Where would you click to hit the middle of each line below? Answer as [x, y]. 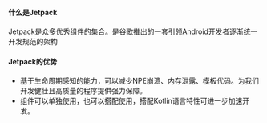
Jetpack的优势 [33, 61]
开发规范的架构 [33, 42]
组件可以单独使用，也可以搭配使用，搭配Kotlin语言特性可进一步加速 [131, 101]
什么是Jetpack [33, 12]
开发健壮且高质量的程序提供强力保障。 [83, 91]
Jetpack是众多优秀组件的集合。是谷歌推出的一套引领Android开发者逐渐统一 [133, 31]
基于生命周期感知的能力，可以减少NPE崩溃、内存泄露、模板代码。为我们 [139, 81]
